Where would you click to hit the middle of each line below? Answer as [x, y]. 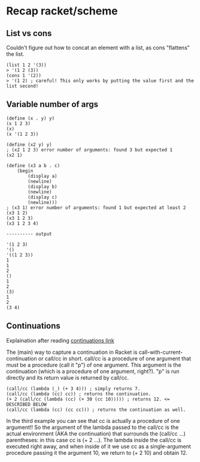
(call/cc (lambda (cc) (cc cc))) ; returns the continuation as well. [96, 410]
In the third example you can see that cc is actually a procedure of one [93, 421]
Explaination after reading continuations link [60, 340]
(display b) [43, 187]
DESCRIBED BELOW [26, 404]
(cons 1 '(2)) [24, 76]
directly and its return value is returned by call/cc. [68, 377]
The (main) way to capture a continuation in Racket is [72, 352]
